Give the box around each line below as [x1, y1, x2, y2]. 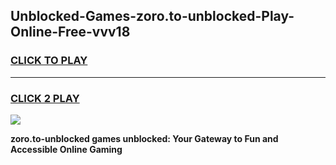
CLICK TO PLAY [10, 54, 88, 68]
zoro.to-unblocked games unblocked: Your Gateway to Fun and [10, 132, 279, 144]
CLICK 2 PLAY [10, 91, 80, 105]
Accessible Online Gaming [10, 143, 123, 155]
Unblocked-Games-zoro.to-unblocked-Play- [10, 8, 295, 25]
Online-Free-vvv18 [10, 24, 131, 41]
